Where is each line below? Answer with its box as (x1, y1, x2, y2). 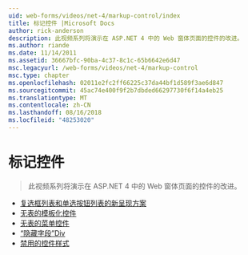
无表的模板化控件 (19, 208, 77, 217)
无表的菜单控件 (19, 218, 70, 228)
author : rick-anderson (8, 26, 84, 34)
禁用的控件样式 (19, 238, 70, 248)
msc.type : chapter (8, 71, 70, 79)
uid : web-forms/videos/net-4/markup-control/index (8, 11, 181, 20)
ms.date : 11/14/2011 (8, 49, 78, 57)
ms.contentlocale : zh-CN (8, 101, 91, 109)
